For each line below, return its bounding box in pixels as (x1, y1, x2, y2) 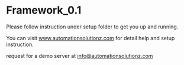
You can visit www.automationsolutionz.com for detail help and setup (6, 34, 175, 41)
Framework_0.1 (6, 4, 82, 17)
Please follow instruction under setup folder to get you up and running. (6, 23, 179, 30)
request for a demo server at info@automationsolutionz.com (6, 52, 153, 59)
